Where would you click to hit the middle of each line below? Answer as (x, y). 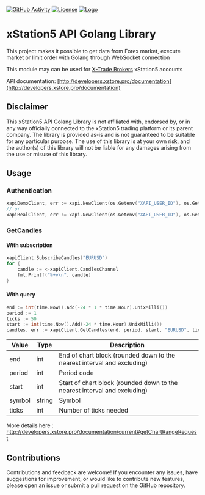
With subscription (30, 245)
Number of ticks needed (94, 411)
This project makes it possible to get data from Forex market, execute (94, 51)
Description (127, 345)
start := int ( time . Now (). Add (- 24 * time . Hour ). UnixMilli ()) (85, 324)
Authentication (29, 191)
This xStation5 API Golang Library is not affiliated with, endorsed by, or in (98, 122)
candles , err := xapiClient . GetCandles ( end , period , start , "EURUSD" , (98, 330)
